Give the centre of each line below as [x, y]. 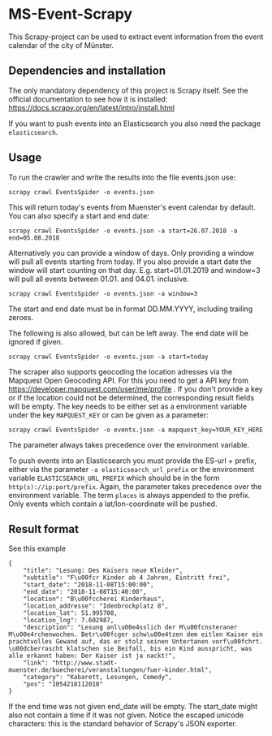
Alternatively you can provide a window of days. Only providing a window [131, 253]
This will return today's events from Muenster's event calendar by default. [132, 207]
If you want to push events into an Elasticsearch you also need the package [135, 123]
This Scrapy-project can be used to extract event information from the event [136, 37]
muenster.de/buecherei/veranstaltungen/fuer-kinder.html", [110, 670]
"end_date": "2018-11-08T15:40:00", [85, 592]
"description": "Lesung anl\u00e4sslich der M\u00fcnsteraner [130, 628]
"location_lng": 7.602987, [69, 621]
